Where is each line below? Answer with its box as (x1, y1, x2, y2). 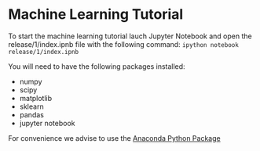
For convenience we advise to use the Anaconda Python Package (8, 133, 222, 142)
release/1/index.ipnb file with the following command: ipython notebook (8, 39, 240, 49)
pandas (19, 110, 45, 119)
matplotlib (19, 93, 53, 102)
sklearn (19, 102, 45, 111)
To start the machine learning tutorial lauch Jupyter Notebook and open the (8, 31, 253, 41)
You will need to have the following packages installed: (8, 61, 186, 71)
